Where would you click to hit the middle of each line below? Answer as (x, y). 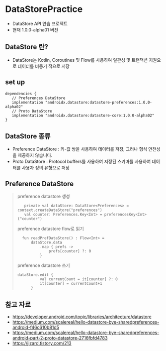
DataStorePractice (44, 9)
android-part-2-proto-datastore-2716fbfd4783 (60, 338)
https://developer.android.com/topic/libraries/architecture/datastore (82, 317)
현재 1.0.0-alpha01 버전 (35, 30)
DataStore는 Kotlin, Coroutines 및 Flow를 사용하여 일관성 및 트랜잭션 (80, 60)
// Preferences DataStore (39, 98)
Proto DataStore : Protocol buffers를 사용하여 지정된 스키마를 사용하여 (82, 162)
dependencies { (21, 94)
